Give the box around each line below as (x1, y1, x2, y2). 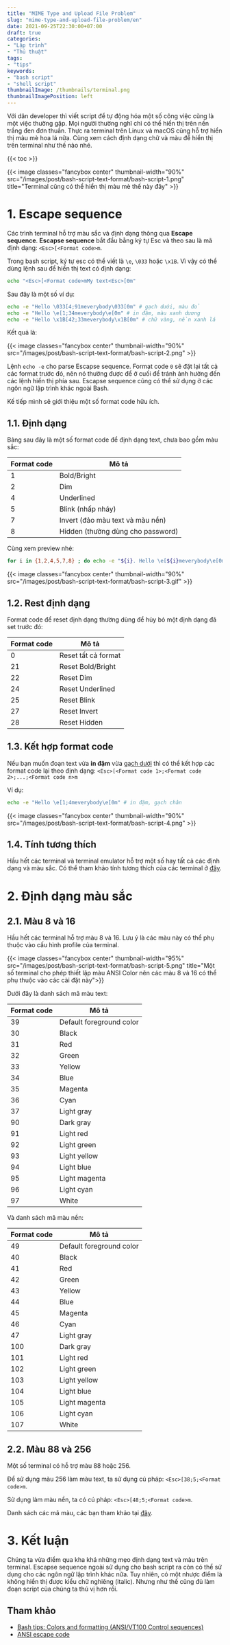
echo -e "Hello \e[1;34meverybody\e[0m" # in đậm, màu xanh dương (7, 310, 201, 317)
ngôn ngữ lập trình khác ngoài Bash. (7, 384, 110, 392)
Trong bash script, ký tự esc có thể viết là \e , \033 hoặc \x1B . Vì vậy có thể (7, 257, 218, 265)
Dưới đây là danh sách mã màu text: (7, 990, 108, 998)
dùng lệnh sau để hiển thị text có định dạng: (7, 264, 131, 272)
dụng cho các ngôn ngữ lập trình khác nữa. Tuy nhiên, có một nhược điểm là (7, 1570, 222, 1578)
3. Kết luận (7, 1533, 69, 1549)
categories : (7, 36, 41, 43)
